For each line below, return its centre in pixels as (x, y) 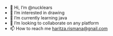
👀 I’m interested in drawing (37, 13)
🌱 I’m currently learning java (38, 18)
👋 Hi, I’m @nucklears (31, 8)
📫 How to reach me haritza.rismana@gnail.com (59, 28)
